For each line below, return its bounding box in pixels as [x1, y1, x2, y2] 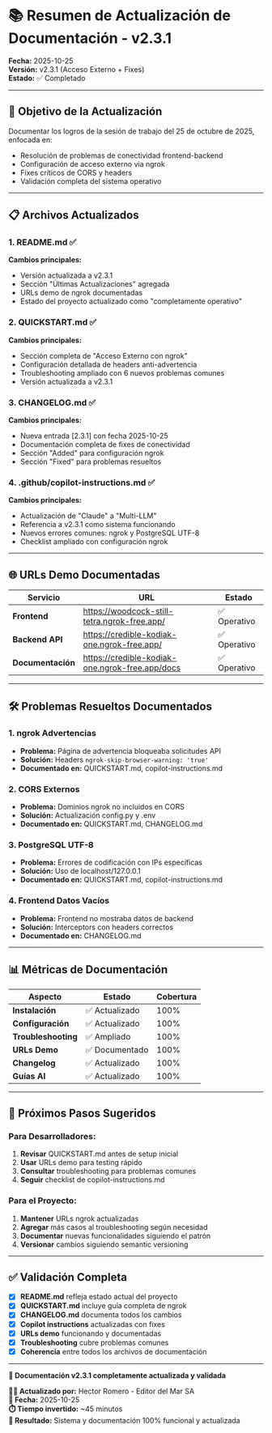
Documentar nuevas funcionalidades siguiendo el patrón [19, 1231, 211, 1240]
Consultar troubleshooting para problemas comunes [19, 1167, 197, 1176]
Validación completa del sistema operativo [19, 176, 162, 186]
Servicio [27, 592, 61, 603]
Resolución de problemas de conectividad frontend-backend [19, 151, 223, 160]
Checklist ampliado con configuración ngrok [19, 537, 168, 546]
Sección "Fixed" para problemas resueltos [19, 457, 162, 466]
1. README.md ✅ [8, 236, 77, 248]
